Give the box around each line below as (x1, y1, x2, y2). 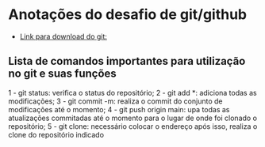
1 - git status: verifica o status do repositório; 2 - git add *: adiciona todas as (8, 88, 257, 97)
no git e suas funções (8, 67, 117, 81)
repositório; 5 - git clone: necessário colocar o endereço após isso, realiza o (8, 121, 258, 131)
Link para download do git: (19, 32, 107, 41)
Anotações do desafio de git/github (8, 6, 248, 24)
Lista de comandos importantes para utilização (8, 55, 246, 68)
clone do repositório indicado (8, 130, 105, 139)
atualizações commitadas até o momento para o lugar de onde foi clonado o (8, 113, 258, 122)
